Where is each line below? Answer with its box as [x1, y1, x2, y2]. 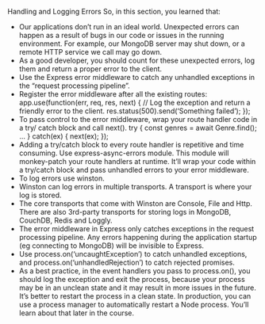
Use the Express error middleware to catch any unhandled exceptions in [18, 73, 255, 82]
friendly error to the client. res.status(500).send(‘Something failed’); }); [18, 106, 251, 116]
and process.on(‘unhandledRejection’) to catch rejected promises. [18, 257, 236, 267]
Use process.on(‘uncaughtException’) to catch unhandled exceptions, [18, 250, 248, 258]
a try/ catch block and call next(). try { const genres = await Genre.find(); [18, 123, 257, 132]
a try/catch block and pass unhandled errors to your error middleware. [18, 166, 249, 174]
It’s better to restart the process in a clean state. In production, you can [18, 292, 252, 300]
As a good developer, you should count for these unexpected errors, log [18, 55, 255, 65]
